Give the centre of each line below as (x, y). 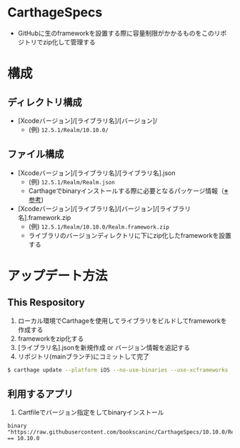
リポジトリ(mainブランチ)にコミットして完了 (84, 356)
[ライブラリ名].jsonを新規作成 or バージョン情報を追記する (104, 347)
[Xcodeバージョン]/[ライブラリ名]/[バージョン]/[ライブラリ (104, 209)
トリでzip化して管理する (60, 42)
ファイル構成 (36, 154)
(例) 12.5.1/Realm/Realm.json (72, 181)
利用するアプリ (40, 394)
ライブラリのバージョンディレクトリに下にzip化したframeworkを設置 (130, 235)
